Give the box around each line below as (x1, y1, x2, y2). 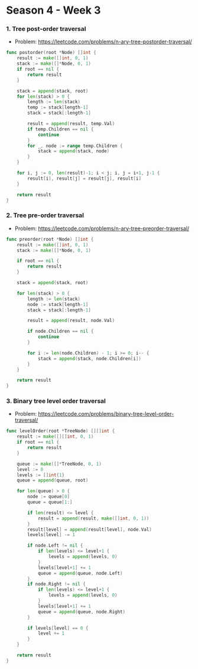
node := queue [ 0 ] (27, 493, 70, 500)
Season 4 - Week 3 (6, 4, 101, 17)
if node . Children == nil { (27, 329, 94, 334)
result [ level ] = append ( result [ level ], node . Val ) (27, 526, 152, 533)
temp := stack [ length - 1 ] (27, 104, 89, 110)
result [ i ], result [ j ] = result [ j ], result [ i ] (27, 176, 142, 181)
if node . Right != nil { (27, 581, 86, 587)
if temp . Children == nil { (27, 126, 94, 132)
